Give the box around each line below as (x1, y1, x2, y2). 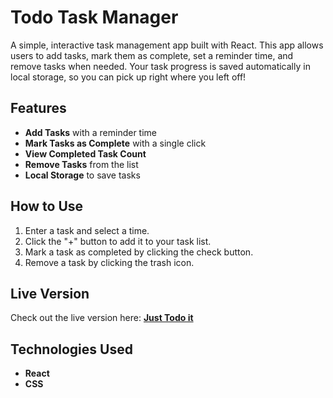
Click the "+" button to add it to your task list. (24, 235, 212, 247)
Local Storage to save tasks (24, 169, 141, 181)
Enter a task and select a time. (24, 224, 150, 236)
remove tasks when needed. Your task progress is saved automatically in (10, 60, 311, 72)
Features (10, 100, 67, 117)
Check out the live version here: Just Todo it (10, 312, 194, 324)
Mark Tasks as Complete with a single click (24, 137, 207, 149)
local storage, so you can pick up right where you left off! (10, 71, 247, 83)
